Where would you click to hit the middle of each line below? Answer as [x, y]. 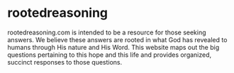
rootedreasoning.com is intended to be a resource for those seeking [107, 32]
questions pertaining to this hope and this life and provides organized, [110, 55]
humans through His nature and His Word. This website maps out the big [113, 47]
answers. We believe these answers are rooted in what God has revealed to [117, 39]
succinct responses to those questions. [65, 62]
